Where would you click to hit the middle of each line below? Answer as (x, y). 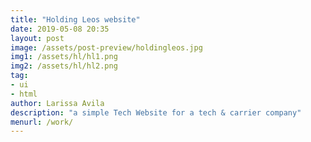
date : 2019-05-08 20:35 (60, 29)
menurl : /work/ (42, 122)
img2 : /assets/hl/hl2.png (64, 66)
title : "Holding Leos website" (75, 19)
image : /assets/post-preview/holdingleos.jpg (106, 47)
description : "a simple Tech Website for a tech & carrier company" (156, 112)
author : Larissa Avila (57, 103)
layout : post (37, 38)
